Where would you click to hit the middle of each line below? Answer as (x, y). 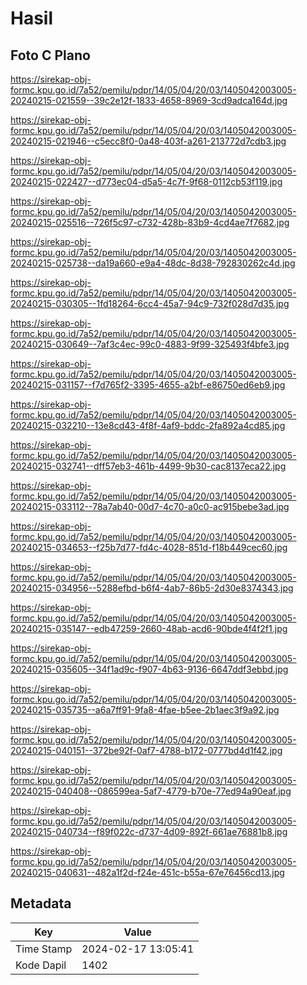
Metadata (41, 903)
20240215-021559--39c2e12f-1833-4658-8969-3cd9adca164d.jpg (149, 100)
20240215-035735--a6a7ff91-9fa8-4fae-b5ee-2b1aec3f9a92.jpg (145, 710)
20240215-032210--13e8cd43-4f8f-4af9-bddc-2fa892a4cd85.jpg (148, 425)
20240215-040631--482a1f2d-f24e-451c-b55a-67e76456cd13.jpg (147, 872)
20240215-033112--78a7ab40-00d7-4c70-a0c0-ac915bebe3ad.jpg (150, 506)
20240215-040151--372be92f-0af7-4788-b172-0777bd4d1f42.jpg (146, 750)
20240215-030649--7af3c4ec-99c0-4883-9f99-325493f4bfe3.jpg (150, 344)
